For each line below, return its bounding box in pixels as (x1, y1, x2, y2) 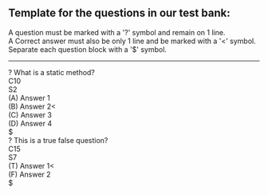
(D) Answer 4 (8, 118, 53, 128)
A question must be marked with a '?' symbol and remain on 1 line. (8, 27, 226, 37)
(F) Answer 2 (8, 169, 51, 179)
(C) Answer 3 (8, 109, 52, 119)
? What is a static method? (8, 67, 96, 77)
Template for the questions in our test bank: (8, 6, 231, 20)
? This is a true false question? (8, 135, 108, 145)
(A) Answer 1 (8, 93, 50, 102)
